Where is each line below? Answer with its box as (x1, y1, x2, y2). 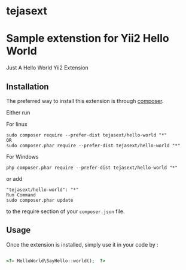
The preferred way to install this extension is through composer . (6, 97, 164, 104)
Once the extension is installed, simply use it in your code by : (6, 241, 158, 248)
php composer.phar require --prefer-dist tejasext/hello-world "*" (6, 165, 178, 171)
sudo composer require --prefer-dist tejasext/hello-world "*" (6, 132, 167, 138)
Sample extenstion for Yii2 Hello (6, 32, 169, 45)
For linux (6, 120, 28, 128)
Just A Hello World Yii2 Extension (6, 64, 89, 71)
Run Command (6, 192, 36, 198)
